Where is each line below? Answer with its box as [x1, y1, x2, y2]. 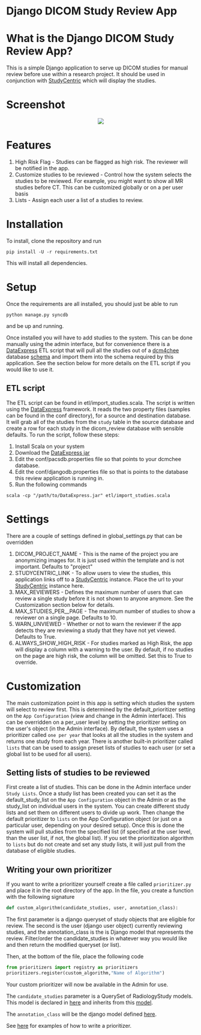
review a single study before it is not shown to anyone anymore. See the [14, 595, 194, 602]
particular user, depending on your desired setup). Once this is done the [6, 822, 185, 829]
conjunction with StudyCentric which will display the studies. [6, 77, 157, 85]
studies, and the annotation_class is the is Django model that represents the [6, 928, 194, 936]
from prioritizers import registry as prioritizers [6, 964, 138, 971]
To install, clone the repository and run [6, 237, 102, 244]
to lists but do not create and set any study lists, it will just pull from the [6, 841, 186, 848]
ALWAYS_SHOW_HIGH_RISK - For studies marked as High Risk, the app [14, 639, 193, 646]
